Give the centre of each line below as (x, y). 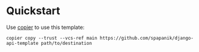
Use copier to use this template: (45, 27)
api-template (22, 43)
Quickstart (33, 11)
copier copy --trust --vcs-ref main (52, 38)
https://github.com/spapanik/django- (147, 38)
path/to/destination (67, 43)
